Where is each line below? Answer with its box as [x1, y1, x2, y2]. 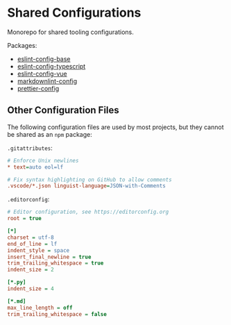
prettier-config [17, 84, 60, 92]
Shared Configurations [7, 5, 142, 21]
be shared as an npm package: [7, 130, 92, 138]
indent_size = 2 [7, 266, 54, 274]
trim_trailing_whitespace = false [7, 310, 108, 317]
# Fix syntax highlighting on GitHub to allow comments [7, 176, 172, 183]
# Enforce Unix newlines [7, 157, 79, 164]
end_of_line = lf [7, 240, 58, 247]
